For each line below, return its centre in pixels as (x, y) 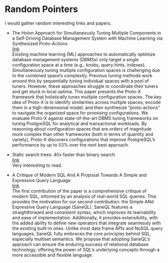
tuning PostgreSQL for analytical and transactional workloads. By (79, 123)
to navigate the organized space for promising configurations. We (80, 113)
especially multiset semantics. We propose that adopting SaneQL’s (81, 239)
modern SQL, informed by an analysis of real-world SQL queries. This (84, 196)
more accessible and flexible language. (53, 255)
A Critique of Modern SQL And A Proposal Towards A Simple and (79, 175)
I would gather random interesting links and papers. (58, 23)
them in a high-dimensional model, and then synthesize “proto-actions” (86, 107)
